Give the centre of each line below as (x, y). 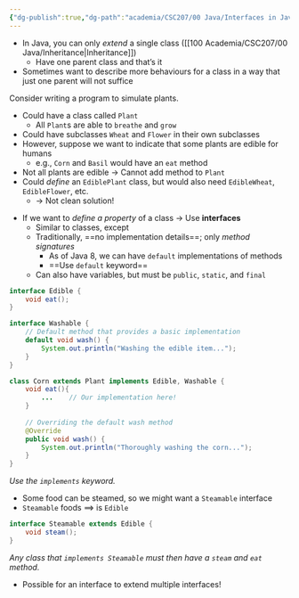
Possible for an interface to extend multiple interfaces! (121, 584)
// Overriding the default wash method (99, 422)
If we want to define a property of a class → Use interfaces (131, 217)
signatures (55, 246)
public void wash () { (65, 439)
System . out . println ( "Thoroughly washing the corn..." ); (147, 447)
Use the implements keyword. (62, 481)
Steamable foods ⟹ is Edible (75, 508)
